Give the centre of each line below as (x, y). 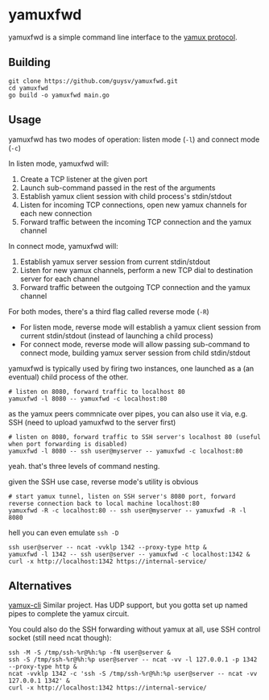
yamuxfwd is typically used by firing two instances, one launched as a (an (131, 368)
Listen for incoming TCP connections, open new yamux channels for (133, 205)
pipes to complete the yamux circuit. (69, 614)
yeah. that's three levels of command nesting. (84, 466)
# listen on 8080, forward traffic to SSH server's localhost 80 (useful (135, 437)
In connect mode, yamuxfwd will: (63, 246)
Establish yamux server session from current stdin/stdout (115, 261)
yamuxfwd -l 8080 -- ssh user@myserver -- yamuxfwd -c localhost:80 (126, 451)
